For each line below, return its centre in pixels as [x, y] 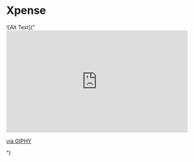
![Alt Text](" [21, 27]
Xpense [26, 11]
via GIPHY [19, 141]
